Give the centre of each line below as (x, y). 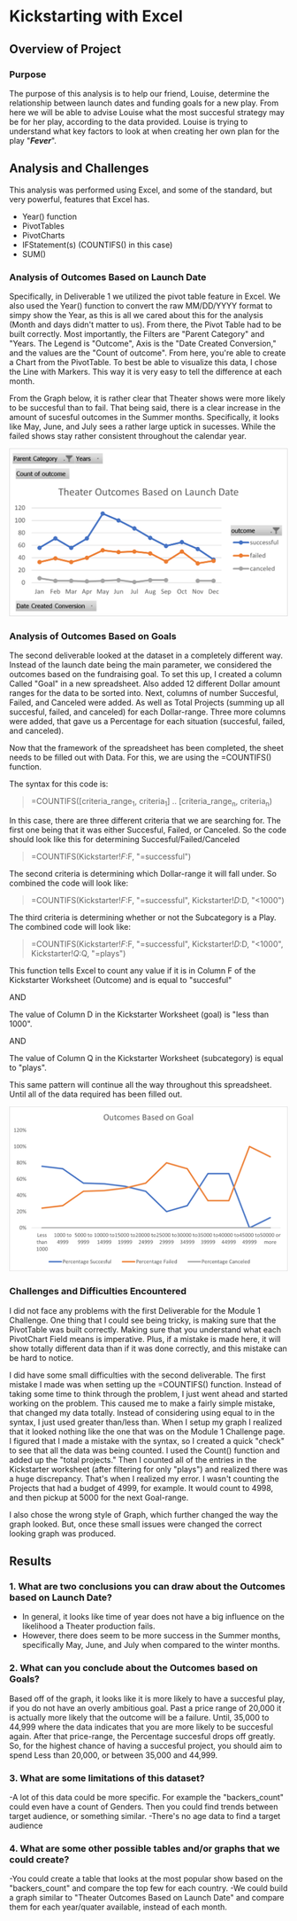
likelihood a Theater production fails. (89, 1626)
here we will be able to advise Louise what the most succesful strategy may (147, 112)
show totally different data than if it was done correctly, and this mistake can (148, 1348)
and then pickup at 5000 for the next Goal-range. (99, 1497)
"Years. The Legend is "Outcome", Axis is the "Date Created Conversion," (143, 343)
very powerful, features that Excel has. (80, 199)
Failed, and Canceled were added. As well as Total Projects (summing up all (147, 702)
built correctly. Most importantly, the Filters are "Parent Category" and (137, 333)
